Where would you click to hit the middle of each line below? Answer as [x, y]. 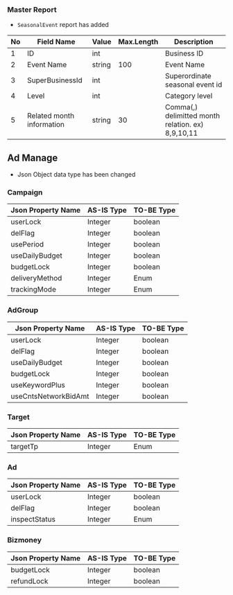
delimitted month [193, 116]
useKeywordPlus [38, 384]
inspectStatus [33, 519]
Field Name [56, 42]
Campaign [25, 193]
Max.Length [138, 42]
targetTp [25, 446]
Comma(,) [182, 107]
